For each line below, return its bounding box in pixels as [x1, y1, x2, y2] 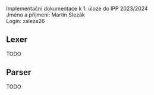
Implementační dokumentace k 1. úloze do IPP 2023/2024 [6, 5, 148, 12]
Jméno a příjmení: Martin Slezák [6, 11, 85, 18]
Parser [6, 67, 32, 77]
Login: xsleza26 [6, 18, 45, 24]
